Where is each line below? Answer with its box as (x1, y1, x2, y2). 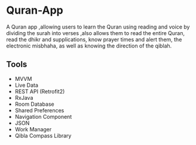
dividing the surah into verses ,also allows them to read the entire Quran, (6, 29, 185, 36)
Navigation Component (14, 113, 72, 120)
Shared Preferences (14, 106, 65, 114)
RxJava (14, 94, 33, 101)
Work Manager (14, 125, 52, 133)
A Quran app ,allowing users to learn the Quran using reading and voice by (6, 23, 190, 30)
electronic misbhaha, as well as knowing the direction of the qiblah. (6, 42, 172, 49)
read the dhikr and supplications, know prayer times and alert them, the (6, 36, 182, 43)
